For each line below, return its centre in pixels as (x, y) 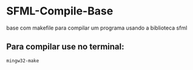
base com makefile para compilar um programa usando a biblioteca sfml (97, 28)
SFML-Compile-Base (60, 11)
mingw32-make (23, 61)
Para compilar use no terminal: (65, 47)
